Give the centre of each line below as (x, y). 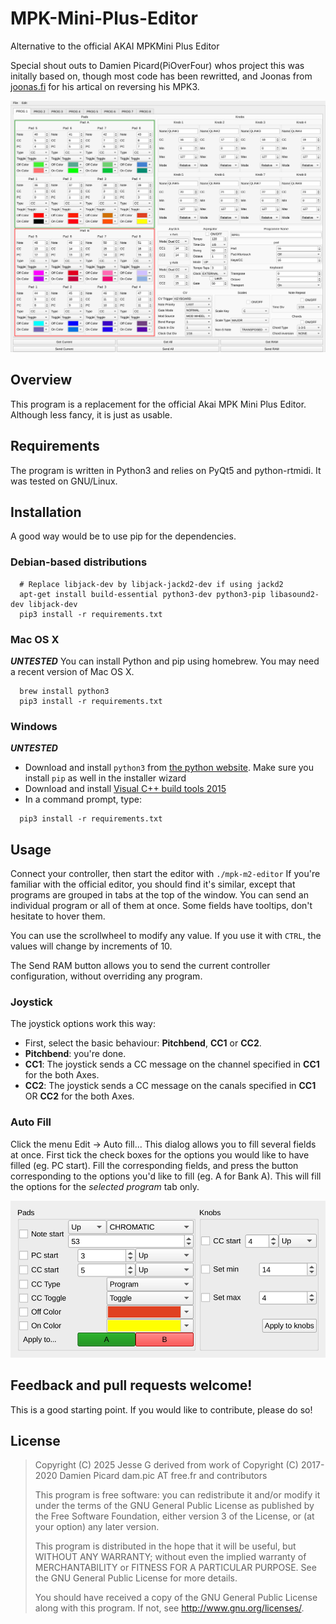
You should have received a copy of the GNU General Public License (176, 1598)
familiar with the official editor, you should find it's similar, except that (153, 884)
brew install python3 (64, 692)
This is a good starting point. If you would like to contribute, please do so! (161, 1409)
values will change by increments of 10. (91, 946)
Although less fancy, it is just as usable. (91, 414)
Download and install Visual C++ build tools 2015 (125, 789)
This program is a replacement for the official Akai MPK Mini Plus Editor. (158, 404)
